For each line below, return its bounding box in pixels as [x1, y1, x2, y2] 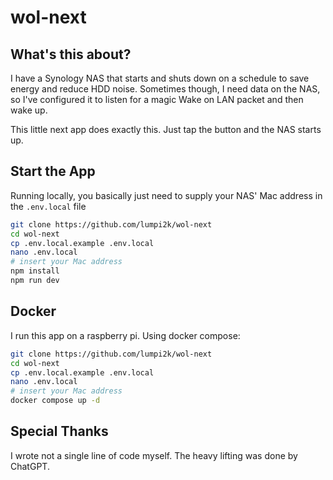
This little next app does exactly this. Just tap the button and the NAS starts [10, 124, 322, 135]
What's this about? [10, 46, 132, 63]
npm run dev [10, 276, 60, 286]
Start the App [10, 163, 96, 180]
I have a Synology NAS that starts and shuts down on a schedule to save [10, 72, 310, 84]
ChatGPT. [10, 460, 50, 472]
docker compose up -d [10, 396, 101, 406]
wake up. [10, 104, 48, 116]
